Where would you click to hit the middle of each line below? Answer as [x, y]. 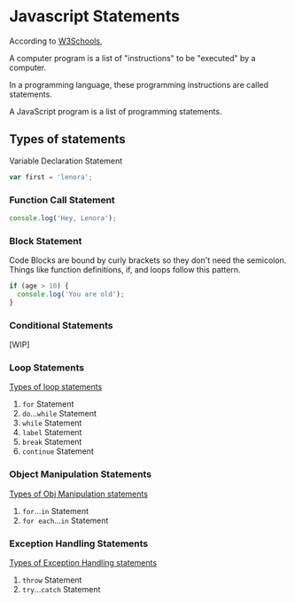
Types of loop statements [56, 387]
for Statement [48, 404]
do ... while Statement [59, 414]
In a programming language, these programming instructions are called [139, 84]
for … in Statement [55, 511]
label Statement [52, 432]
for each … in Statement [65, 520]
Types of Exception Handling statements [83, 562]
